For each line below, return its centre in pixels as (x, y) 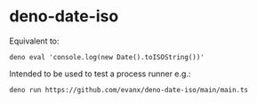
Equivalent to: (34, 41)
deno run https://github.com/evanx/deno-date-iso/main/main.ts (129, 90)
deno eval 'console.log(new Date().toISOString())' (107, 57)
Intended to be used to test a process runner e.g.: (100, 74)
